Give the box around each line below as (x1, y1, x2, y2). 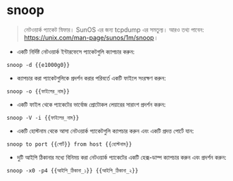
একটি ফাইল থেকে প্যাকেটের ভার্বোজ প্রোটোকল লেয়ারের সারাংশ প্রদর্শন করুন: (16, 100, 166, 108)
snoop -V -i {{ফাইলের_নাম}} (6, 114, 80, 121)
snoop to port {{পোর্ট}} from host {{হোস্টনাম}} (6, 140, 132, 148)
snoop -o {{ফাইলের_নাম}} (6, 87, 70, 95)
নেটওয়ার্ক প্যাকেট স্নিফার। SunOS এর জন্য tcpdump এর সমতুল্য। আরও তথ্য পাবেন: (23, 25, 205, 34)
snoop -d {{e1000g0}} (6, 61, 70, 68)
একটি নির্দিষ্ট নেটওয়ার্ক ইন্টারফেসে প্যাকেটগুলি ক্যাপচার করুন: (16, 47, 135, 56)
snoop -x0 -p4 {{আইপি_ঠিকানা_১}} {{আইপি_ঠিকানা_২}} (6, 167, 139, 174)
